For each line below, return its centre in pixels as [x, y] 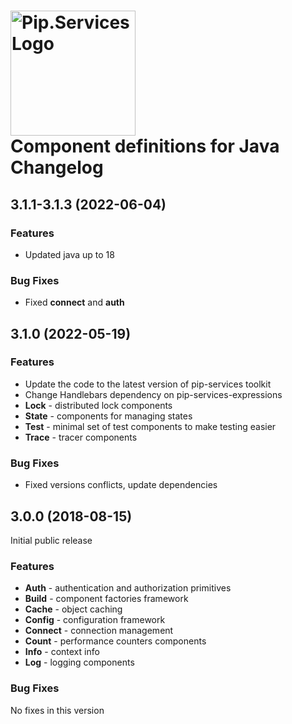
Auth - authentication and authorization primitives [128, 588]
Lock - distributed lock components [98, 405]
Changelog [57, 167]
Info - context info [62, 652]
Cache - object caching [73, 609]
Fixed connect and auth [74, 302]
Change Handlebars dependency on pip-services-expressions [153, 394]
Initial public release [51, 540]
